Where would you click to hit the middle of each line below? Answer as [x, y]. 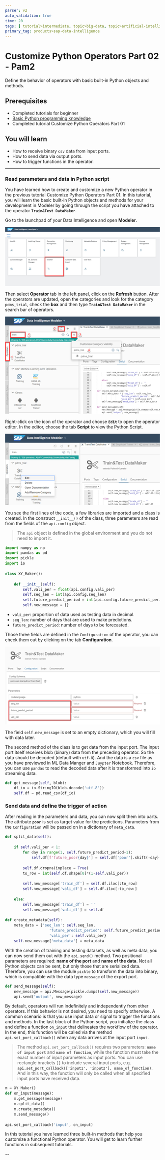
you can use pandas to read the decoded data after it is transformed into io [81, 768]
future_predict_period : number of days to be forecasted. [70, 625]
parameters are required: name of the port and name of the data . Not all [79, 961]
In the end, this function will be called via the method [58, 1032]
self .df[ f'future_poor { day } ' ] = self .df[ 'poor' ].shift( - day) [95, 857]
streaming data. [21, 773]
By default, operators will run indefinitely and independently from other [77, 1006]
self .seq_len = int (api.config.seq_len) [65, 595]
